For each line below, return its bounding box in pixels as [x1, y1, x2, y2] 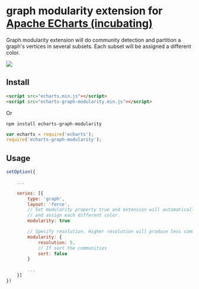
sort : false [37, 250, 68, 256]
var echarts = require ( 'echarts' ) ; [6, 131, 94, 137]
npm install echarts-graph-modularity [6, 120, 102, 127]
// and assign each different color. [27, 212, 120, 218]
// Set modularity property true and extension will [27, 207, 161, 213]
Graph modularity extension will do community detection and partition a [6, 36, 181, 43]
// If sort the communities [37, 245, 108, 251]
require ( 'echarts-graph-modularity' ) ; [6, 136, 102, 143]
